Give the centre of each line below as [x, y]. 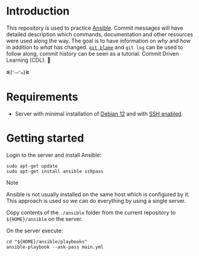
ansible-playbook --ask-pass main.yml [55, 247]
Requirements [42, 97]
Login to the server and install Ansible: [54, 155]
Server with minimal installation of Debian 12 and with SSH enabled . [99, 114]
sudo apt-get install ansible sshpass [55, 171]
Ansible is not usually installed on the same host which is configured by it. [98, 194]
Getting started [45, 138]
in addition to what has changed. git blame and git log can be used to [95, 47]
